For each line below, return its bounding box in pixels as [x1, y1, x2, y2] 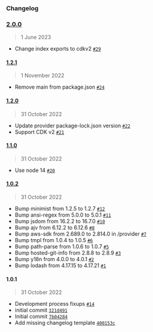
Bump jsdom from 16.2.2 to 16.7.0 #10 [14, 218, 106, 225]
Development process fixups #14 [14, 300, 95, 308]
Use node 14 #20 [14, 167, 55, 174]
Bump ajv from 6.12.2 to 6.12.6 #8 [14, 224, 95, 231]
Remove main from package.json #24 [14, 83, 105, 90]
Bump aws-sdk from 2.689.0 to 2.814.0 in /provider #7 [14, 230, 147, 237]
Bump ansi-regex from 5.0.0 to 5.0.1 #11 [14, 211, 111, 218]
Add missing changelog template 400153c [14, 320, 116, 327]
